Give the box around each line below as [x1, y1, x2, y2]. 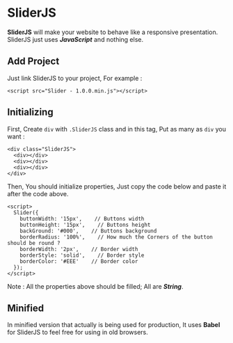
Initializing [7, 106, 54, 118]
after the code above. [7, 189, 69, 198]
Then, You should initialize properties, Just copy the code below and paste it [7, 182, 227, 191]
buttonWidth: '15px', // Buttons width [19, 215, 145, 222]
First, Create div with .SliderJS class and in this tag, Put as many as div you [7, 125, 226, 133]
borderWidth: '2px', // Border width [19, 246, 138, 253]
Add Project [7, 56, 60, 67]
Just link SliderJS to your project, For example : [7, 74, 143, 82]
